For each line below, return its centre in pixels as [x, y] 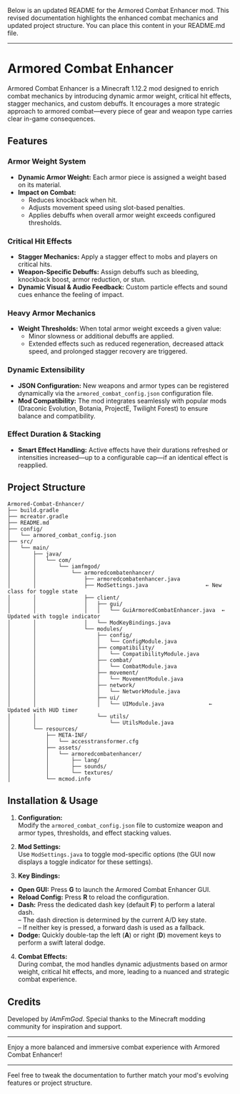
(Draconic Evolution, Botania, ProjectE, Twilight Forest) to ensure [113, 408]
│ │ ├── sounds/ [57, 766]
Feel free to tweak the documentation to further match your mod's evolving [118, 1075]
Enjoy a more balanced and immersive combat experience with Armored [114, 1047]
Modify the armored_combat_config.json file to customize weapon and [120, 825]
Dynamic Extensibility [46, 370]
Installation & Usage [53, 801]
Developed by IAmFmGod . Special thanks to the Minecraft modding [106, 1019]
